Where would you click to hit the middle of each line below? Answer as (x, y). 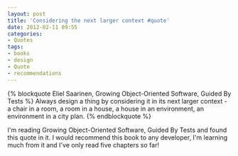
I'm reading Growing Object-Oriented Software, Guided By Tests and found (117, 130)
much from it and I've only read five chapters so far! (83, 145)
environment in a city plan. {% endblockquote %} (79, 116)
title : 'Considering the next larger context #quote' (89, 21)
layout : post (27, 14)
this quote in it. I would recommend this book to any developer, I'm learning (118, 137)
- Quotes (20, 40)
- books (19, 54)
